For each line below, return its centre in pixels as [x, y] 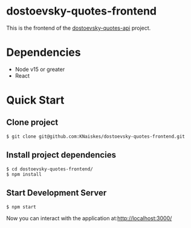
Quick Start [35, 100]
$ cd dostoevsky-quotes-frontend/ [50, 169]
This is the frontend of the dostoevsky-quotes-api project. [79, 28]
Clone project [32, 122]
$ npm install [24, 174]
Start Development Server [57, 193]
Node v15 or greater [40, 69]
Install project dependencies [61, 155]
